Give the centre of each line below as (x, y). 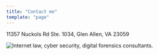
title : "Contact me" (32, 12)
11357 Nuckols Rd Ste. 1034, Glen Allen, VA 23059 (68, 34)
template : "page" (28, 17)
